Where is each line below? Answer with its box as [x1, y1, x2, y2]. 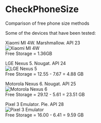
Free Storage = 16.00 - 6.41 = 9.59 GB [5, 112, 84, 118]
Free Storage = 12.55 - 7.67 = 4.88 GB [5, 71, 84, 77]
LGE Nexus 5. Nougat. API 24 [5, 60, 66, 66]
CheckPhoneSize [5, 4, 79, 15]
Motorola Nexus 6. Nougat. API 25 [5, 81, 76, 87]
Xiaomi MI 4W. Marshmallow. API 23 [5, 39, 80, 46]
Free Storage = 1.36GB [5, 50, 53, 56]
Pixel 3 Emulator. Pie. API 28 [5, 101, 64, 107]
